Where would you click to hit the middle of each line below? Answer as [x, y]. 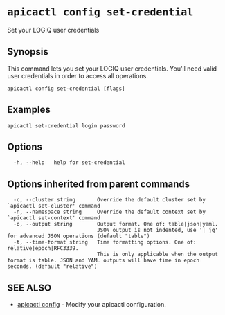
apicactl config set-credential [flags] [66, 89]
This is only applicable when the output [157, 255]
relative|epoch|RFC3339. [43, 249]
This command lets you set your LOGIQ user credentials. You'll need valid [112, 69]
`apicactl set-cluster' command [54, 206]
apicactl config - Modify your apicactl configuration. [91, 304]
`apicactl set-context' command [54, 218]
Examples [29, 110]
